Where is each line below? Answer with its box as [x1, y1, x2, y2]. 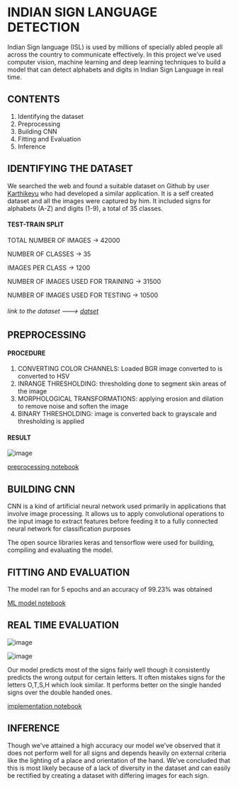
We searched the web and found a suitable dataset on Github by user [7, 181, 210, 190]
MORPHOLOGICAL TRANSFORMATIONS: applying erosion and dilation [17, 394, 224, 403]
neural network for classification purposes [7, 524, 131, 533]
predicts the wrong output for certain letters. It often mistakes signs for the [7, 673, 225, 682]
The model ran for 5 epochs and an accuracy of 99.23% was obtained [7, 585, 212, 593]
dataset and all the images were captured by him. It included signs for [7, 196, 211, 205]
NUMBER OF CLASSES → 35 [7, 249, 91, 258]
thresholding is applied [17, 417, 85, 425]
